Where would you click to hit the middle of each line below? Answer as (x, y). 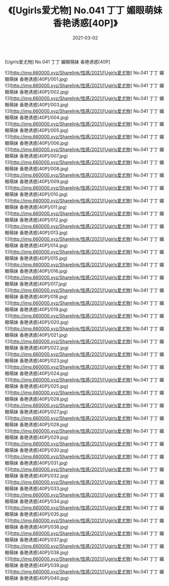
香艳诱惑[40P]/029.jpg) (44, 437)
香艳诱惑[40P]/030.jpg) (44, 450)
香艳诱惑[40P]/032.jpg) (44, 475)
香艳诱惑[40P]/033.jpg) (44, 488)
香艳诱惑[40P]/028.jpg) (44, 424)
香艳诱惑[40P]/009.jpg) (44, 181)
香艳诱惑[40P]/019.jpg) (43, 309)
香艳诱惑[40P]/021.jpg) (43, 335)
